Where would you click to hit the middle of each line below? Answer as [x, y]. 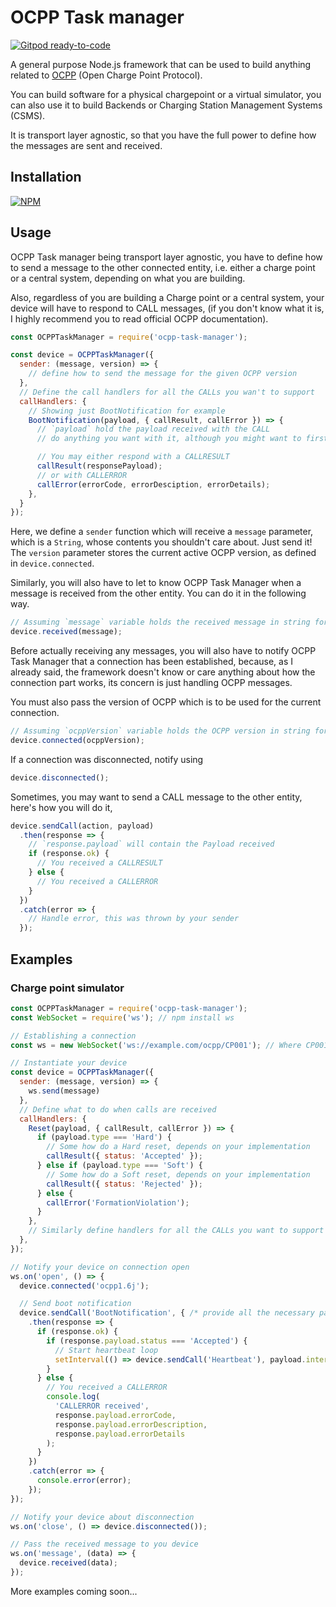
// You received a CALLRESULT [99, 863]
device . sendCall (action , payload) [82, 826]
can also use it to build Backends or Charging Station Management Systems [166, 105]
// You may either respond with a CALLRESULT [133, 457]
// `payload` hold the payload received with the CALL [153, 429]
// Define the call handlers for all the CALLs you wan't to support [167, 392]
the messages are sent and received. [86, 145]
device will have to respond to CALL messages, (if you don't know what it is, [167, 308]
